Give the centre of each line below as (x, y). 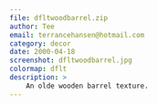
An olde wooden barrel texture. (87, 86)
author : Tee (32, 26)
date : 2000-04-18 (42, 52)
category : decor (40, 43)
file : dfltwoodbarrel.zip (58, 18)
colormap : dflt (38, 69)
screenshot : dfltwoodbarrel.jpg (71, 60)
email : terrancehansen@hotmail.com (77, 35)
